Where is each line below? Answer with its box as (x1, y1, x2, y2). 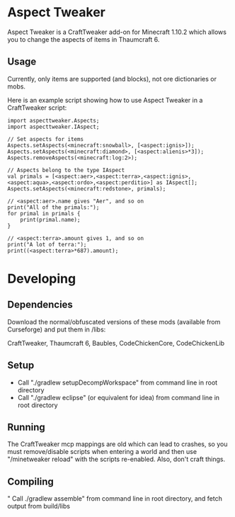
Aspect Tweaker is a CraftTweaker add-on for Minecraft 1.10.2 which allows (7, 28, 227, 36)
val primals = (7, 173, 50, 180)
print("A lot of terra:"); (7, 241, 87, 248)
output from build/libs (7, 502, 71, 511)
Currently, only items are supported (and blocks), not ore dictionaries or (7, 74, 217, 83)
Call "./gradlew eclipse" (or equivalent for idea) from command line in (17, 393, 220, 402)
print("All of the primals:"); (7, 203, 100, 211)
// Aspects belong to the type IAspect (7, 166, 125, 174)
